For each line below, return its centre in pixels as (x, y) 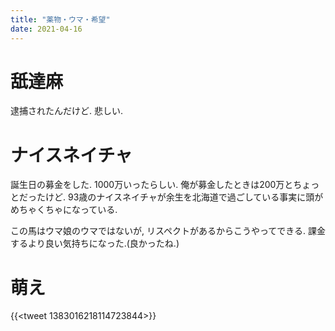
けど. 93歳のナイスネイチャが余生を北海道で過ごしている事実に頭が (184, 197)
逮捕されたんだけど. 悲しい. (67, 111)
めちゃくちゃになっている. (64, 210)
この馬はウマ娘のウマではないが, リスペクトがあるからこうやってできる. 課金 (168, 231)
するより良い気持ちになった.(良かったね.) (95, 243)
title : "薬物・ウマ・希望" (60, 19)
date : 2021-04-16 (46, 29)
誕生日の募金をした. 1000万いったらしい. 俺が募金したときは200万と (152, 185)
